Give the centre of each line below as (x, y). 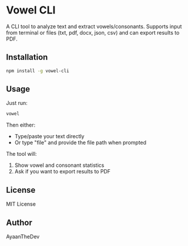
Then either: (21, 125)
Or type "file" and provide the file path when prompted (80, 143)
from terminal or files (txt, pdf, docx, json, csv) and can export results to (93, 32)
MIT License (21, 204)
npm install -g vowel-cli (37, 71)
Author (19, 222)
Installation (27, 57)
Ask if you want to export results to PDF (62, 172)
